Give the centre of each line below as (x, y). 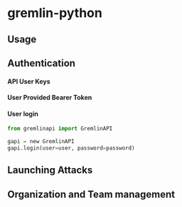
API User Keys (29, 81)
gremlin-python (55, 13)
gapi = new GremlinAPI (41, 142)
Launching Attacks (50, 170)
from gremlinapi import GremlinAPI (60, 129)
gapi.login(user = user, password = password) (71, 148)
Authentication (42, 63)
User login (23, 113)
